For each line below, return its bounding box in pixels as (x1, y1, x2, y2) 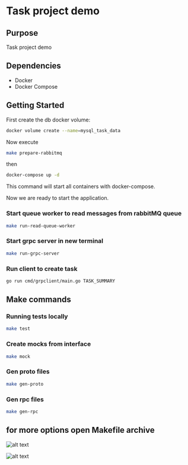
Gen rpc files (6, 395, 44, 403)
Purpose (6, 28, 39, 38)
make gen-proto (6, 381, 44, 387)
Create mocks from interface (6, 340, 91, 348)
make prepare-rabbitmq (6, 150, 62, 156)
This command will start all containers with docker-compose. (6, 183, 155, 190)
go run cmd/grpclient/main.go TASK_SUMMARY (6, 278, 116, 284)
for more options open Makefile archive (6, 425, 155, 435)
